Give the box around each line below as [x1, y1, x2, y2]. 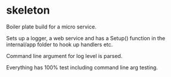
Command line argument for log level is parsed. [6, 52, 123, 59]
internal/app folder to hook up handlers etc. [6, 41, 113, 48]
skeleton [6, 4, 50, 17]
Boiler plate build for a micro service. [6, 23, 97, 30]
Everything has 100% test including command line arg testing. [6, 63, 158, 71]
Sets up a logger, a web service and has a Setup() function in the [6, 34, 166, 41]
